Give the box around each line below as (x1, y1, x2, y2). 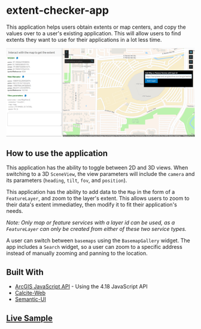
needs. (6, 208, 23, 215)
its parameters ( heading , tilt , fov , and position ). (6, 177, 127, 184)
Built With (6, 267, 44, 277)
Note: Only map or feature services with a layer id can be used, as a (6, 219, 175, 226)
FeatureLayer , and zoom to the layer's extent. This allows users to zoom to (6, 195, 190, 202)
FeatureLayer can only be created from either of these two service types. (6, 226, 187, 233)
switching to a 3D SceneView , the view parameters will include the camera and (6, 170, 195, 178)
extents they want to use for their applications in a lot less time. (6, 36, 162, 43)
